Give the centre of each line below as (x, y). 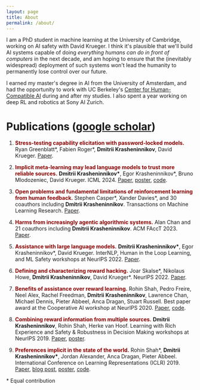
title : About (22, 17)
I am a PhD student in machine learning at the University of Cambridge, (94, 40)
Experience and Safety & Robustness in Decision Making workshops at (102, 332)
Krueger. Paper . (34, 156)
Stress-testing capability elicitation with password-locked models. (100, 143)
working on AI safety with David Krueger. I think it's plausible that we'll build (99, 46)
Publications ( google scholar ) (81, 127)
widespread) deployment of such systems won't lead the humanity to (91, 65)
